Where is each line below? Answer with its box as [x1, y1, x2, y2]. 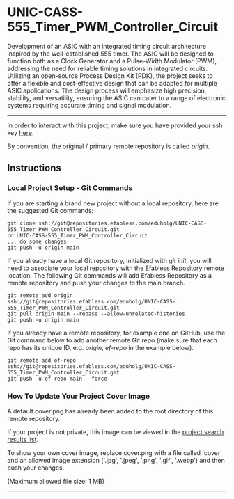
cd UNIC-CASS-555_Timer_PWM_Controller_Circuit [7, 232, 148, 239]
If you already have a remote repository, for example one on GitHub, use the [7, 328, 226, 337]
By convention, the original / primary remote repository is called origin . [7, 142, 210, 150]
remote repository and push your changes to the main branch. [7, 278, 186, 287]
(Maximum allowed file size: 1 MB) [7, 477, 105, 485]
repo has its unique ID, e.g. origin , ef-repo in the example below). [7, 343, 194, 351]
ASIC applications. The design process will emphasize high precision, [7, 86, 207, 95]
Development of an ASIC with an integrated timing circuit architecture [7, 42, 207, 50]
